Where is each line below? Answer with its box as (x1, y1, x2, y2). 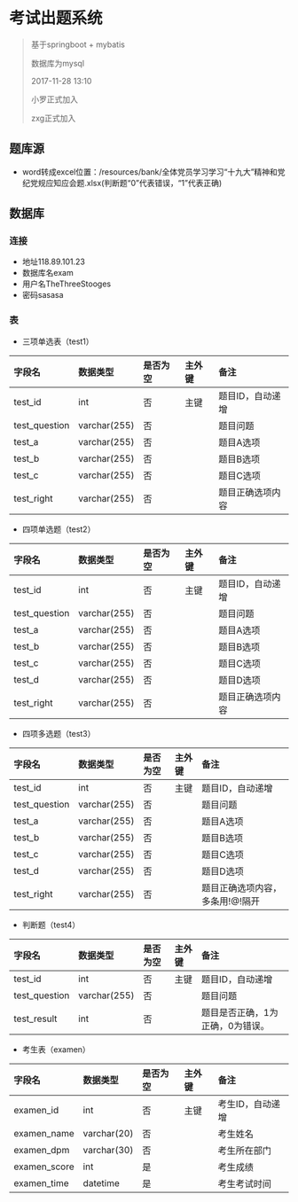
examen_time (13, 1176, 69, 1189)
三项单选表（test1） (21, 336, 95, 347)
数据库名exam (21, 268, 74, 278)
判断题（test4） (21, 919, 81, 930)
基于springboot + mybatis (30, 39, 126, 50)
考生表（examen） (21, 1043, 90, 1055)
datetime (82, 1176, 120, 1189)
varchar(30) (82, 1143, 134, 1156)
